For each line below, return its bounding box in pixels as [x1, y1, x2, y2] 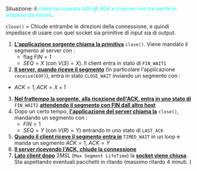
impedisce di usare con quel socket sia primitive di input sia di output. [5, 29, 176, 36]
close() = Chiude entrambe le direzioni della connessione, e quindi [5, 23, 170, 30]
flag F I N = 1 [23, 53, 52, 60]
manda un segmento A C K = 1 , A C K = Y [14, 140, 110, 146]
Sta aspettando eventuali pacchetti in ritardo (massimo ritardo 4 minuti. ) [14, 159, 192, 165]
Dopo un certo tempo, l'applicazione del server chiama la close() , [14, 108, 179, 115]
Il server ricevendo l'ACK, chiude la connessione [14, 145, 137, 153]
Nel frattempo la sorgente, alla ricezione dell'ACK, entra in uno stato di [14, 95, 191, 102]
